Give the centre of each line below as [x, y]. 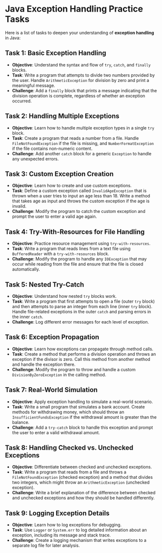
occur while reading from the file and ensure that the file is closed [78, 264]
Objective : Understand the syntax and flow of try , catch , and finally [81, 65]
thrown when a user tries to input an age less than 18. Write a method [81, 196]
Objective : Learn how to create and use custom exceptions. [72, 186]
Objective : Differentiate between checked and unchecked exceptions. [82, 467]
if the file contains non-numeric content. [52, 148]
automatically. [26, 269]
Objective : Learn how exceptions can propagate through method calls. [83, 349]
